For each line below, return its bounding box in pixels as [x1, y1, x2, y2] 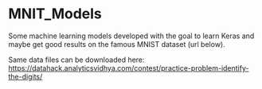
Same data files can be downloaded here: [8, 55, 145, 64]
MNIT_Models [8, 5, 102, 23]
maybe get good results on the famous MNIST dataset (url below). [8, 39, 225, 48]
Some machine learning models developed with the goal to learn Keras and [8, 31, 255, 41]
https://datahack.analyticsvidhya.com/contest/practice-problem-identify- [8, 63, 249, 72]
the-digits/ [8, 72, 43, 81]
